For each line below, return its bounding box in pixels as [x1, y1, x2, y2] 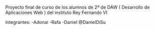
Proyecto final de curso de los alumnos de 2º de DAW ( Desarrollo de [5, 4, 150, 10]
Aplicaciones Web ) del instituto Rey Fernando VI [5, 9, 108, 15]
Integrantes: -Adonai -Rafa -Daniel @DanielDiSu [5, 19, 106, 25]
